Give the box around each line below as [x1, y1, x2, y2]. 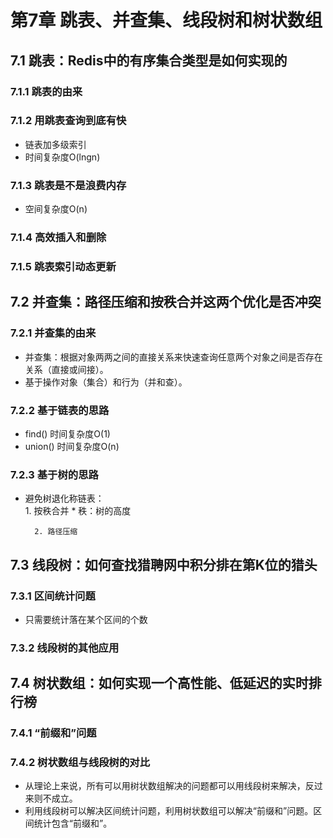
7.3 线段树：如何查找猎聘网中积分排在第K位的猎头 [10, 556, 318, 573]
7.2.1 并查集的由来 [10, 326, 97, 340]
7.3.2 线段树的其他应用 [10, 641, 120, 655]
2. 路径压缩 [34, 527, 78, 537]
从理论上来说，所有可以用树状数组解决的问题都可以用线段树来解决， [24, 780, 306, 792]
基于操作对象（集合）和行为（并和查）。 [24, 376, 188, 388]
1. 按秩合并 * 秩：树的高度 [24, 505, 132, 517]
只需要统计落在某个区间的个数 [24, 613, 148, 625]
